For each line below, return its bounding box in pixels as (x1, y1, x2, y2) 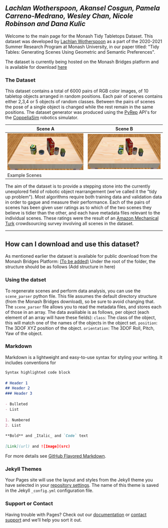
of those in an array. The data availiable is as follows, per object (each (5, 309, 149, 315)
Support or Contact (5, 500, 53, 507)
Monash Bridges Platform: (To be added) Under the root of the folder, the (5, 258, 156, 265)
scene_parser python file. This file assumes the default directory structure (5, 293, 157, 299)
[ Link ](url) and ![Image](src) (5, 444, 70, 449)
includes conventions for (5, 360, 56, 366)
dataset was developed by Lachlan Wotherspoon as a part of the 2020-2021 (5, 38, 162, 44)
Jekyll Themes (5, 465, 42, 472)
